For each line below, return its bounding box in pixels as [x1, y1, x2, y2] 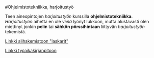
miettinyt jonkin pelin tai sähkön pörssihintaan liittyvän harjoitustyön [5, 24, 145, 29]
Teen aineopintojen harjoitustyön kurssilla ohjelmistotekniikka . [5, 14, 133, 19]
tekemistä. [5, 29, 26, 34]
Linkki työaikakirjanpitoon [5, 48, 57, 53]
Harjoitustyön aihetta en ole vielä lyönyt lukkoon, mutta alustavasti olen [5, 19, 150, 24]
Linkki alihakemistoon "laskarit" [5, 38, 69, 44]
